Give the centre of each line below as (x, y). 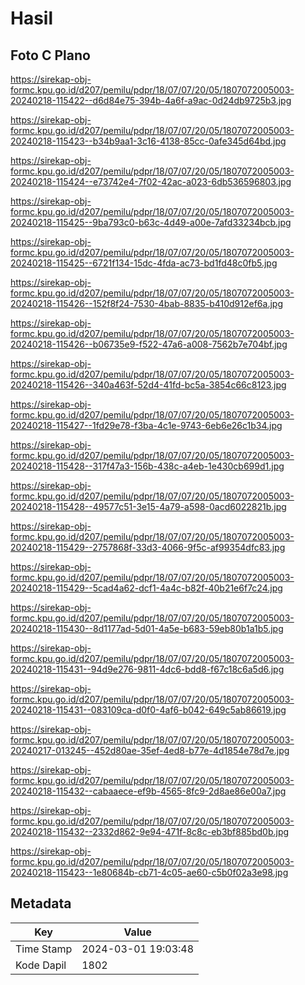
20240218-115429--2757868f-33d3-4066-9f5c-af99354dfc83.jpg (148, 547)
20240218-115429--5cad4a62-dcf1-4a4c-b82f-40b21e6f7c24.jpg (146, 588)
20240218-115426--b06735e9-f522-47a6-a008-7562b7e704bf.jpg (149, 344)
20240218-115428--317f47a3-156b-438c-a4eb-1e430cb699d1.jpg (147, 466)
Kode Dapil (41, 965)
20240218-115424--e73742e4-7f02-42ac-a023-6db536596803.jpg (151, 181)
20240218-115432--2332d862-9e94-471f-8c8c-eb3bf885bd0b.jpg (150, 831)
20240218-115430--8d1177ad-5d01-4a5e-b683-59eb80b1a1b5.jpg (147, 628)
